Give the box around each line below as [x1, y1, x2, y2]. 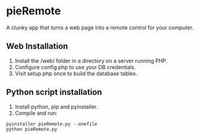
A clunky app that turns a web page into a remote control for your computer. [6, 24, 194, 31]
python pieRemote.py [6, 126, 58, 132]
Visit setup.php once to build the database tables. [14, 70, 137, 77]
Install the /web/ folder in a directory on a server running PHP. [14, 57, 168, 64]
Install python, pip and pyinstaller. [14, 103, 98, 110]
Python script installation [6, 87, 103, 97]
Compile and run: [14, 109, 58, 116]
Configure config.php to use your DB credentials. [14, 63, 136, 70]
